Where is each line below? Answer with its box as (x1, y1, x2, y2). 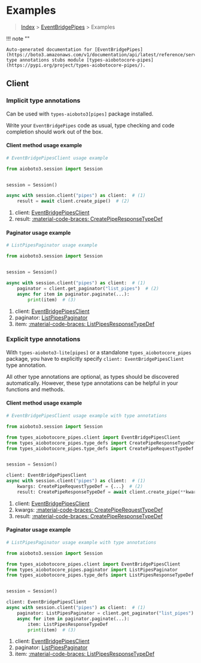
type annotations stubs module (6, 57, 84, 63)
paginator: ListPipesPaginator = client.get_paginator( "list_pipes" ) (17, 610, 194, 616)
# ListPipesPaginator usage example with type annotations (6, 539, 157, 545)
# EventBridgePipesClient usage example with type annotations (6, 413, 167, 419)
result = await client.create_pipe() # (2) (17, 198, 130, 204)
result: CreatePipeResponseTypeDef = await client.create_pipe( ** (17, 489, 186, 495)
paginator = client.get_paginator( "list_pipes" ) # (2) (17, 285, 160, 291)
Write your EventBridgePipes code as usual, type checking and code (6, 121, 175, 129)
